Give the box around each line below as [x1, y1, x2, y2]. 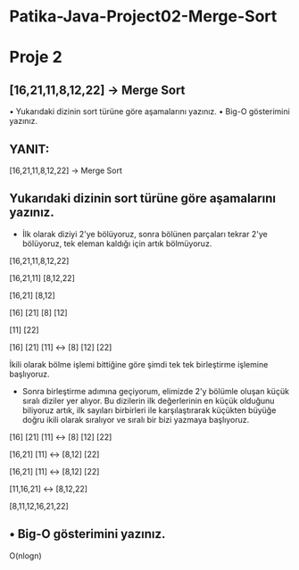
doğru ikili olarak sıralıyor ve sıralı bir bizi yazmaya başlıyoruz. [21, 414, 250, 425]
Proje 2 [9, 47, 62, 68]
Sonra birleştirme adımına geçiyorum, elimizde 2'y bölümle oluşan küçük [21, 385, 290, 396]
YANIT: [9, 141, 50, 157]
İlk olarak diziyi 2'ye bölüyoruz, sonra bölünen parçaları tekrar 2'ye [21, 228, 268, 239]
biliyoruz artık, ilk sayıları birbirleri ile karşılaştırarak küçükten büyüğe [21, 404, 277, 416]
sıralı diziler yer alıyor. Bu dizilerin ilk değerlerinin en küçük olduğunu [21, 395, 275, 406]
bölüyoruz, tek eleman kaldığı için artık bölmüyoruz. [21, 238, 212, 249]
